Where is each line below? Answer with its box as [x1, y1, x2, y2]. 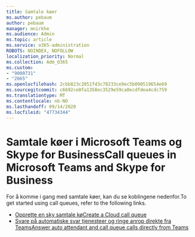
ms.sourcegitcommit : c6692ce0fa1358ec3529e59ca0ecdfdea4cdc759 [6, 87, 167, 93]
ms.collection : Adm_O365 [6, 59, 68, 65]
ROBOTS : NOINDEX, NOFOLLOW [6, 48, 74, 54]
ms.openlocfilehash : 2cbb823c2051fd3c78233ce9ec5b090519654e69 [6, 82, 167, 88]
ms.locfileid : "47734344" [6, 109, 71, 115]
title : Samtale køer [6, 8, 58, 15]
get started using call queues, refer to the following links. [6, 199, 147, 207]
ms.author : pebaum [6, 14, 52, 20]
